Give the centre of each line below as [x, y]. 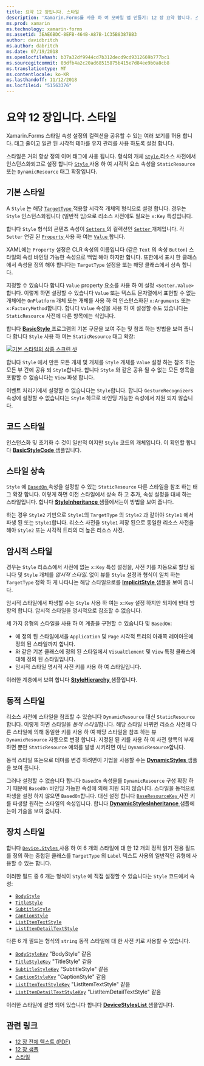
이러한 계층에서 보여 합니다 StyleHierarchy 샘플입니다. [72, 680]
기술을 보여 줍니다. [39, 811]
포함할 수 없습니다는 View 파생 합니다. [51, 377]
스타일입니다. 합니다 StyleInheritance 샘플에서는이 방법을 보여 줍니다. [90, 502]
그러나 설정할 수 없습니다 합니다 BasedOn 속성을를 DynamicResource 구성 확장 [97, 781]
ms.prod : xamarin [28, 23]
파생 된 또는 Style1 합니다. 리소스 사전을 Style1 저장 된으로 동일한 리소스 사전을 [100, 523]
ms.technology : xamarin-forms [45, 29]
